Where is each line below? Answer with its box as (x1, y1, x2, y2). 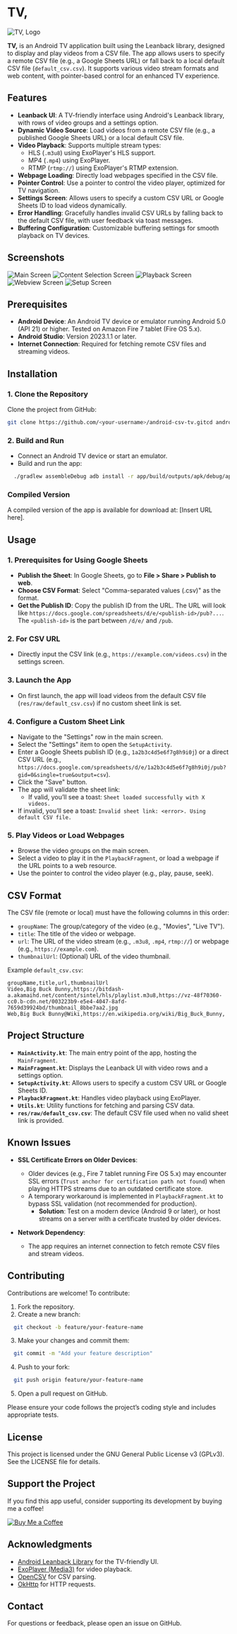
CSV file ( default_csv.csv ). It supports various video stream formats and (7, 64, 219, 72)
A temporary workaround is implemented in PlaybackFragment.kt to (28, 1192, 224, 1200)
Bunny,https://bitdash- (54, 985, 125, 993)
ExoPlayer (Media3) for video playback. (17, 1565, 133, 1573)
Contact (7, 1600, 44, 1612)
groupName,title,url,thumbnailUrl (7, 980, 109, 987)
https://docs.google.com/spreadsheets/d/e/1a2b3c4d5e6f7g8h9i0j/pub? (17, 764, 227, 771)
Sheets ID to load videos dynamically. (17, 201, 127, 210)
